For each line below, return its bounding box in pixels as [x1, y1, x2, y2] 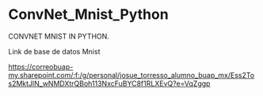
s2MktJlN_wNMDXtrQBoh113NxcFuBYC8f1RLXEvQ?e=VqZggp [8, 79, 211, 88]
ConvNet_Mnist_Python [8, 6, 169, 24]
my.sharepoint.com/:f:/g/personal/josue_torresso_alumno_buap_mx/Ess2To [8, 70, 255, 79]
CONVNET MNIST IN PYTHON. [8, 31, 109, 41]
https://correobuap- [8, 61, 74, 72]
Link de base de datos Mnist [8, 46, 101, 56]
